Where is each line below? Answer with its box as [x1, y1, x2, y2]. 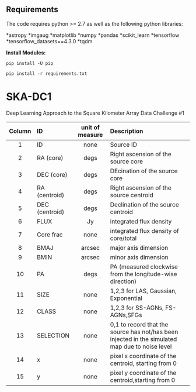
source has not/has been [110, 328, 178, 336]
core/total [110, 234, 137, 242]
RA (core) [37, 153, 64, 161]
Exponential [110, 294, 143, 302]
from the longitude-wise [110, 270, 177, 278]
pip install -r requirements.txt [6, 70, 87, 77]
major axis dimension [110, 243, 169, 252]
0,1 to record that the [110, 320, 169, 328]
